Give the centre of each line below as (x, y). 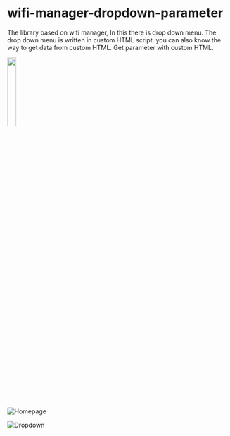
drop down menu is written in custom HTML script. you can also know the (114, 40)
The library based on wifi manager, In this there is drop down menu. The (112, 32)
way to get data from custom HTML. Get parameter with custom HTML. (110, 47)
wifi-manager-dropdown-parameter (115, 13)
